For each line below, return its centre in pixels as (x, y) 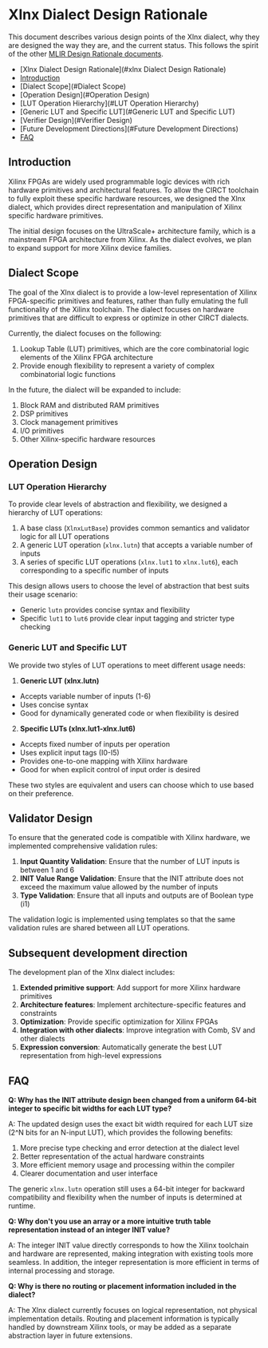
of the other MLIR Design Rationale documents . (86, 54)
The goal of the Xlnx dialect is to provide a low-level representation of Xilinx (133, 292)
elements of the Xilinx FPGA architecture (87, 357)
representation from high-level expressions (91, 1056)
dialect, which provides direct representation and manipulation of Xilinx (125, 207)
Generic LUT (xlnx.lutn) (59, 680)
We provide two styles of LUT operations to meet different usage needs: (127, 665)
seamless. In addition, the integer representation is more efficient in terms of (134, 1262)
